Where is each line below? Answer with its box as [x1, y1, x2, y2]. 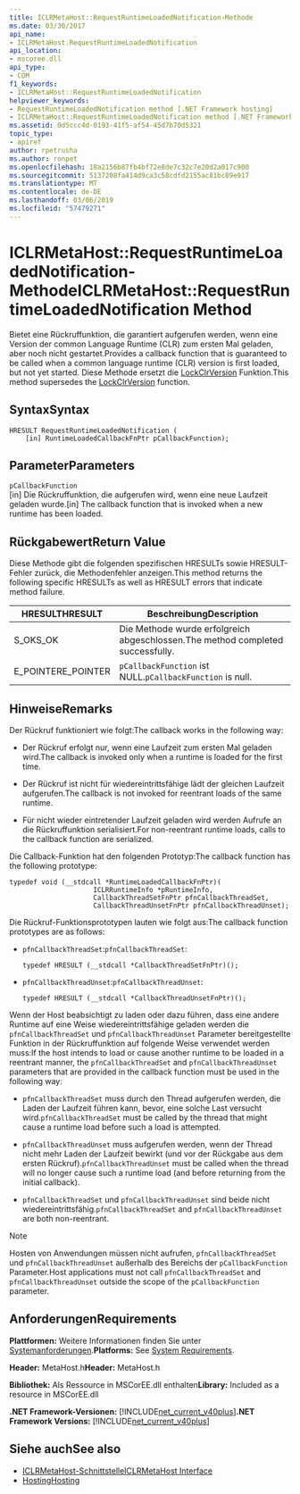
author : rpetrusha [9, 146, 78, 154]
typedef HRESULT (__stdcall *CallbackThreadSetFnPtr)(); [21, 961, 239, 970]
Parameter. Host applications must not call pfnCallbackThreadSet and [9, 1266, 262, 1277]
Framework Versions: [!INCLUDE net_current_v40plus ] [9, 1415, 210, 1426]
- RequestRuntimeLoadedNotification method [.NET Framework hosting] [9, 104, 274, 113]
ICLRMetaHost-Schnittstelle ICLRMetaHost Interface [21, 1465, 212, 1476]
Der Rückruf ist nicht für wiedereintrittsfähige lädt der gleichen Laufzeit [21, 778, 285, 789]
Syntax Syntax [9, 403, 90, 418]
